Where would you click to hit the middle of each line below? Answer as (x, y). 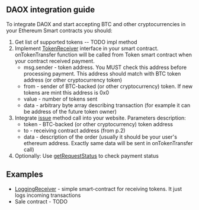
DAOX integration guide (51, 10)
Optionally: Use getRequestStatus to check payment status (86, 156)
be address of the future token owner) (70, 111)
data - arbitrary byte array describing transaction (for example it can (107, 105)
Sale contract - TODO (41, 201)
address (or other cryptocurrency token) (73, 80)
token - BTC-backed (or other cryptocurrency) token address (98, 124)
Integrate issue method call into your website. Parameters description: (100, 118)
